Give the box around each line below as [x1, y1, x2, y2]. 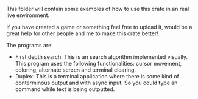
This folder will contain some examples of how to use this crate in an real [6, 5, 189, 12]
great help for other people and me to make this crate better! [6, 30, 158, 37]
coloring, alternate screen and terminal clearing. [15, 66, 136, 73]
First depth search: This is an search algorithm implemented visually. [15, 53, 188, 60]
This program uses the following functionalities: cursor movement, [15, 60, 182, 67]
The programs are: [6, 42, 53, 49]
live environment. [6, 12, 50, 19]
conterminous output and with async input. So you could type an [15, 79, 178, 86]
